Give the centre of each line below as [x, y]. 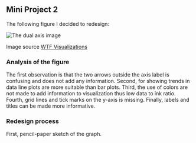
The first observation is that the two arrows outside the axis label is [88, 75]
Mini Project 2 [32, 10]
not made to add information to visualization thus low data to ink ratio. [91, 94]
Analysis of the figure [38, 62]
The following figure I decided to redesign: [58, 24]
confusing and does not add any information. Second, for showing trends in [98, 81]
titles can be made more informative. [51, 106]
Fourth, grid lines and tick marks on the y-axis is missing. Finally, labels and [98, 100]
